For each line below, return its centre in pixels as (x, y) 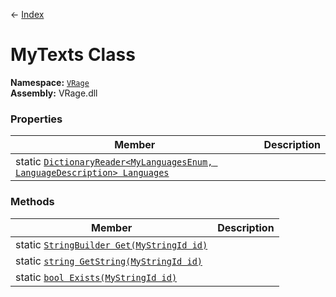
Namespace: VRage (50, 82)
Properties (36, 119)
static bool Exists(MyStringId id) (96, 277)
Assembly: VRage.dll (54, 93)
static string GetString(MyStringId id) (109, 261)
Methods (32, 202)
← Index (27, 14)
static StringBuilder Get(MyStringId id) (111, 244)
